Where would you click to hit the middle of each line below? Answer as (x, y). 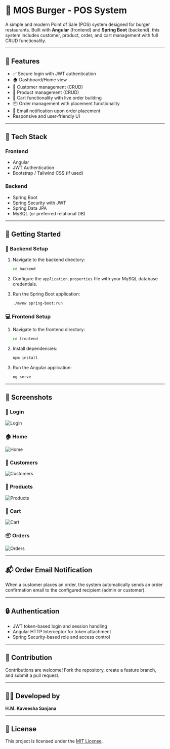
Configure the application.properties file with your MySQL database (85, 279)
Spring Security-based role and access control (61, 637)
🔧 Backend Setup (27, 249)
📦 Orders (17, 535)
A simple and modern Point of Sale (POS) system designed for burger (78, 24)
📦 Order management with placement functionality (66, 103)
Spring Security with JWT (39, 203)
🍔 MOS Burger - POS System (66, 10)
